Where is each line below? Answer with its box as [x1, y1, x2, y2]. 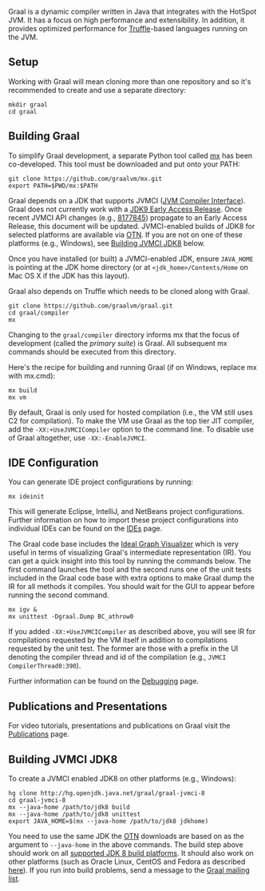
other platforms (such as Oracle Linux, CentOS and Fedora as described [8, 857, 246, 867]
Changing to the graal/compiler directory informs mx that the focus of [8, 330, 239, 339]
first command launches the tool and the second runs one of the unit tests [8, 564, 252, 575]
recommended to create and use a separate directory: [8, 85, 186, 94]
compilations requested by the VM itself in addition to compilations [8, 636, 227, 645]
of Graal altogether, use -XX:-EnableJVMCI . [8, 432, 148, 443]
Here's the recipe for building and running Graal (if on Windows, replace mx [8, 362, 257, 371]
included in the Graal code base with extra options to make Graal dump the [8, 573, 255, 583]
